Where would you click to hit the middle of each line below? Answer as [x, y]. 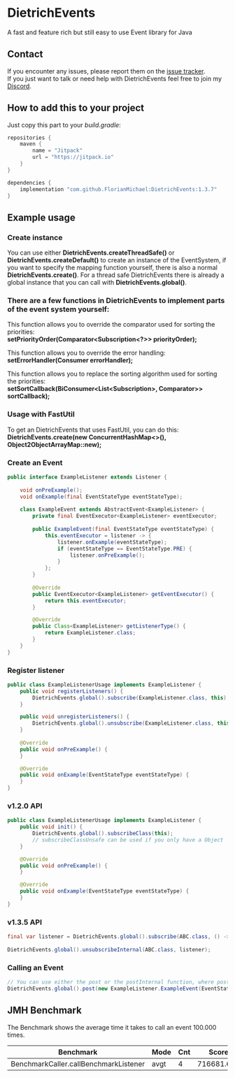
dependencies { [29, 183]
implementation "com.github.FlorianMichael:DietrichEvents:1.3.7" [119, 189]
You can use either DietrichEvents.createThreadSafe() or [91, 253]
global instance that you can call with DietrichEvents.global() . [97, 283]
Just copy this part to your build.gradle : [64, 125]
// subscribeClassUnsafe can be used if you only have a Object [128, 840]
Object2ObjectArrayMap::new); [55, 444]
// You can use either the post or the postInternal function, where [111, 982]
